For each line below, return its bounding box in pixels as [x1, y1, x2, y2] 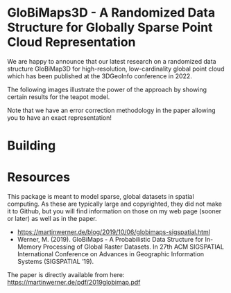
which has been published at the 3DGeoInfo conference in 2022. [7, 71, 192, 80]
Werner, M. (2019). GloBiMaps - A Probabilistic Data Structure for [17, 236, 203, 244]
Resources [7, 170, 71, 185]
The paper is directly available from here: [7, 271, 125, 279]
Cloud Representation [7, 35, 136, 50]
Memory [17, 242, 42, 251]
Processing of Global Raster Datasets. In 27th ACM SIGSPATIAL [42, 242, 224, 251]
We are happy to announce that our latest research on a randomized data [7, 57, 216, 65]
